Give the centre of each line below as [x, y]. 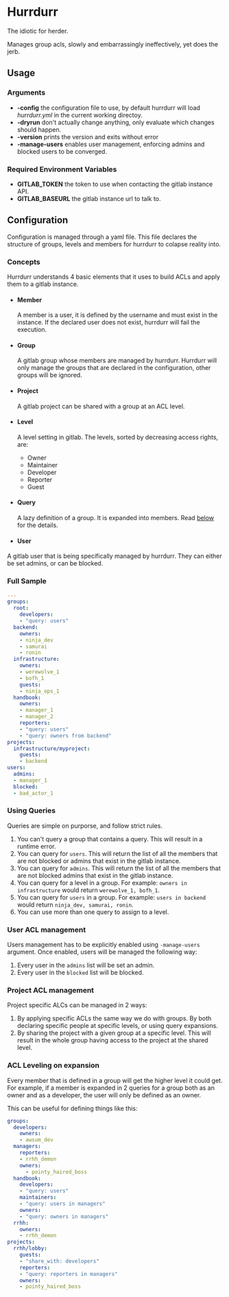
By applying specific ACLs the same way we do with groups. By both [114, 1018]
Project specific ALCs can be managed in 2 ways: [77, 1005]
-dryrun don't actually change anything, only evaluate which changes [116, 122]
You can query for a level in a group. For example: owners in [102, 883]
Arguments [26, 93]
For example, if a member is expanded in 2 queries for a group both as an [111, 1088]
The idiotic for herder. [38, 31]
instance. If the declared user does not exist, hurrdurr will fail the [108, 323]
